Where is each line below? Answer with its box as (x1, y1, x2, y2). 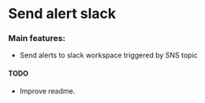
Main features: (8, 33, 65, 44)
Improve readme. (19, 86, 76, 95)
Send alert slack (8, 5, 117, 23)
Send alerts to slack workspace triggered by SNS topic (19, 50, 199, 60)
